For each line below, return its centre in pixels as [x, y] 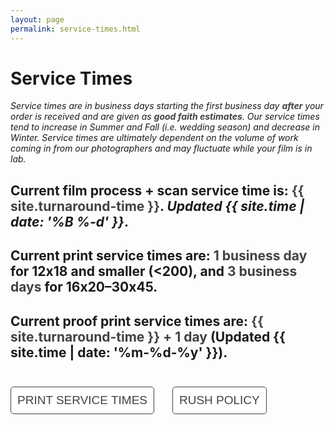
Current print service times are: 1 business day [159, 256]
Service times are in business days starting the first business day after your [167, 106]
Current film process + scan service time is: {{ [157, 190]
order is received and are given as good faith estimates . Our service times [165, 117]
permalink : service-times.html [75, 29]
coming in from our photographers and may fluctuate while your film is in [161, 148]
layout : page [37, 19]
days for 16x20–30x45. [84, 287]
